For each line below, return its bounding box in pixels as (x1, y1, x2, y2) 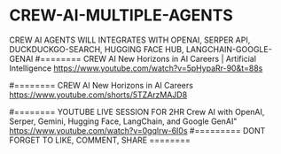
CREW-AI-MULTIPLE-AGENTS (9, 5, 233, 26)
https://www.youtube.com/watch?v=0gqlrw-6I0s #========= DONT (9, 125, 266, 135)
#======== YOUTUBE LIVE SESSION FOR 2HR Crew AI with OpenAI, (9, 106, 265, 117)
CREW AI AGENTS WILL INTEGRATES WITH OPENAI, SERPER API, (9, 35, 251, 45)
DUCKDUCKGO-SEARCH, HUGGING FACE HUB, (9, 43, 184, 54)
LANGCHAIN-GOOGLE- (185, 43, 272, 54)
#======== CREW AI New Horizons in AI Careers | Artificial (35, 53, 257, 64)
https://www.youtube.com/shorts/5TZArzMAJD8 (9, 89, 188, 100)
